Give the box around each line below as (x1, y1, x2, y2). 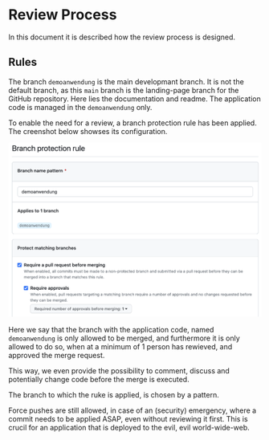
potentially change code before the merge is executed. (8, 375, 190, 385)
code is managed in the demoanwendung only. (8, 102, 153, 112)
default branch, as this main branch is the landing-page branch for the (8, 85, 239, 95)
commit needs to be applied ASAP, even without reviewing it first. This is (8, 414, 248, 424)
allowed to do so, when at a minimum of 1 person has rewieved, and (8, 342, 233, 352)
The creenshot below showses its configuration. (8, 126, 168, 136)
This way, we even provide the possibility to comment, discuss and (8, 366, 230, 376)
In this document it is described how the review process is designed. (8, 32, 235, 42)
